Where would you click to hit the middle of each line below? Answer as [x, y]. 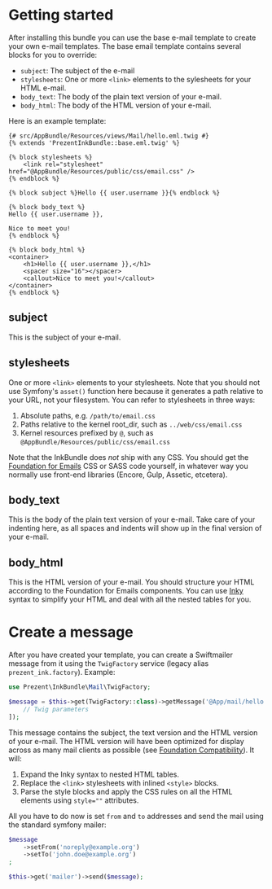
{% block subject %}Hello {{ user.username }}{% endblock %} [114, 193]
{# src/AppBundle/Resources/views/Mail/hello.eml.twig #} [109, 136]
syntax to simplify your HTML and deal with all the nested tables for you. [130, 599]
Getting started [61, 15]
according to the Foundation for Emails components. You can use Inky [126, 591]
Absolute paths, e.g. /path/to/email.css [88, 415]
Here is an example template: [57, 120]
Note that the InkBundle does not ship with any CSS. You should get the [129, 457]
